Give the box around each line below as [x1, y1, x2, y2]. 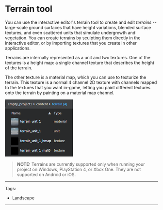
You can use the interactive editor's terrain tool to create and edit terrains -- [5, 19, 157, 25]
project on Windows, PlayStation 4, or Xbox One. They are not [16, 166, 141, 172]
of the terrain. [5, 65, 33, 71]
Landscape [12, 195, 35, 201]
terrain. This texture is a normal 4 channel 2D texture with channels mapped [5, 79, 157, 85]
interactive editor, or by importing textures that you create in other [5, 40, 137, 46]
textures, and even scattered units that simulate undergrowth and [5, 30, 136, 35]
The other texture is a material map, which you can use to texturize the [5, 74, 147, 80]
